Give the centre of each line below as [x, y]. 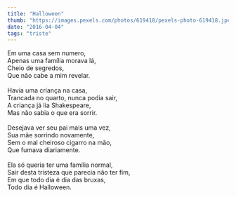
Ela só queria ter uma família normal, [60, 165]
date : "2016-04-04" [36, 27]
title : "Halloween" [36, 14]
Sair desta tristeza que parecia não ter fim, [69, 172]
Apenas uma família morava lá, [52, 61]
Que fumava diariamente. [44, 150]
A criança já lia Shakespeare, [49, 105]
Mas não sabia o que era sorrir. [52, 113]
